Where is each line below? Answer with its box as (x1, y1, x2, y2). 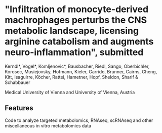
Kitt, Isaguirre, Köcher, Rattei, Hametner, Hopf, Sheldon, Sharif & (5, 74, 139, 80)
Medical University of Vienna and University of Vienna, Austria (5, 89, 135, 95)
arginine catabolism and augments (5, 36, 154, 48)
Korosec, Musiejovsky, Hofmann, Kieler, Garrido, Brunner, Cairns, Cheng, (5, 68, 157, 74)
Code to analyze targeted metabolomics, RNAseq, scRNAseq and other (5, 117, 153, 123)
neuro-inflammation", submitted (5, 47, 144, 58)
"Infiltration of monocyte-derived (5, 4, 149, 15)
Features (5, 104, 33, 112)
